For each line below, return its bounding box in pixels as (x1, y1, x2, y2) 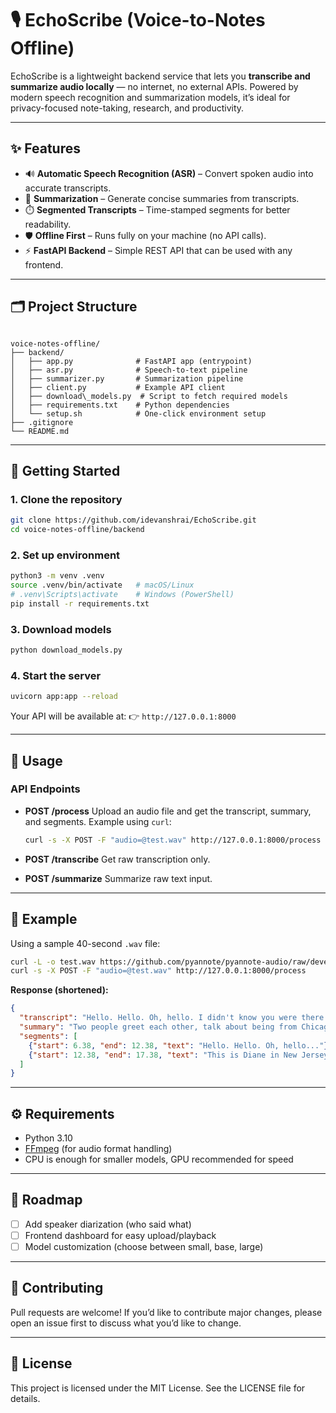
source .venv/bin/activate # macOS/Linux (10, 580, 195, 591)
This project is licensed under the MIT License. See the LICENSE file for (10, 1382, 306, 1394)
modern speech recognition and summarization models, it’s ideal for (10, 91, 291, 103)
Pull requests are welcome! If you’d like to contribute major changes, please (10, 1306, 323, 1318)
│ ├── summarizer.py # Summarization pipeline (10, 373, 244, 384)
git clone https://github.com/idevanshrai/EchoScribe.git (10, 515, 257, 526)
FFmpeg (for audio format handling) (24, 1143, 173, 1155)
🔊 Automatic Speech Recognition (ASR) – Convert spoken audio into (24, 167, 314, 179)
